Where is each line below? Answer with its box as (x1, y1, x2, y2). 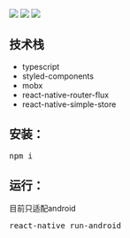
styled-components (21, 71, 95, 81)
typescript (21, 61, 60, 72)
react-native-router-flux (21, 89, 110, 100)
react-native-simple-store (21, 98, 117, 110)
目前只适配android (9, 203, 77, 214)
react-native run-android (9, 221, 122, 231)
